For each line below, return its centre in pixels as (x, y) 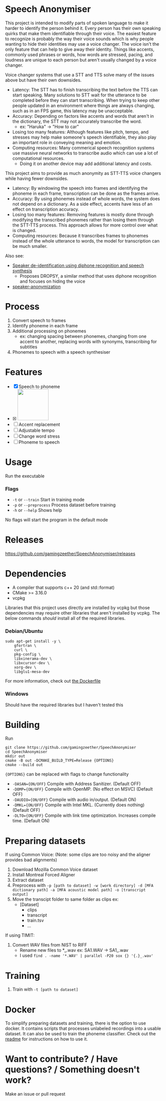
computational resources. (38, 158)
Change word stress (39, 436)
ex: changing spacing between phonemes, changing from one (83, 336)
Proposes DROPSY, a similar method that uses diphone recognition (88, 276)
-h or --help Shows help (37, 510)
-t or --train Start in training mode (48, 500)
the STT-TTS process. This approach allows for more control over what (85, 225)
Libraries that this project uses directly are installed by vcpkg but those (78, 608)
